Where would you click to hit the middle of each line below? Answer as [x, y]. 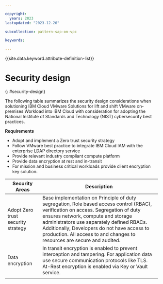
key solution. [25, 172]
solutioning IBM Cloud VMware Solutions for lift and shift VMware [70, 106]
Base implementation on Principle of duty [90, 198]
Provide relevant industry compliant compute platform [66, 156]
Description [99, 187]
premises [14, 111]
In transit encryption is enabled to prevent [90, 248]
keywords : [15, 40]
